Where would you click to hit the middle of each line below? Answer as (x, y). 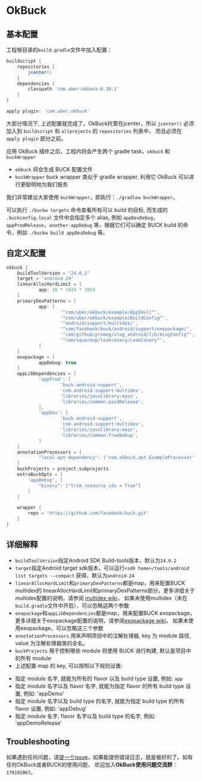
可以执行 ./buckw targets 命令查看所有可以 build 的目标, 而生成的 (87, 210)
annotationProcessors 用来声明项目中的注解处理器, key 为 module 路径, (103, 635)
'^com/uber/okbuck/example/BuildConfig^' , (114, 318)
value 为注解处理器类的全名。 (51, 643)
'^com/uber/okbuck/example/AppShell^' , (110, 312)
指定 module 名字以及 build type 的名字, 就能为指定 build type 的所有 (99, 701)
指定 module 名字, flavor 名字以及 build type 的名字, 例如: (85, 716)
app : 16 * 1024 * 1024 (67, 290)
